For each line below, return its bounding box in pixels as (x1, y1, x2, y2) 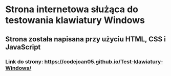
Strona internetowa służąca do (5, 4, 139, 15)
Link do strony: (5, 58, 44, 65)
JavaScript (5, 42, 41, 52)
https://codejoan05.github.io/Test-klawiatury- (44, 58, 163, 65)
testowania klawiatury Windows (5, 14, 145, 26)
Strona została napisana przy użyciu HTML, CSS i (5, 35, 166, 43)
